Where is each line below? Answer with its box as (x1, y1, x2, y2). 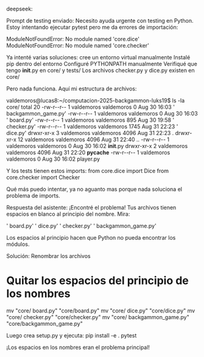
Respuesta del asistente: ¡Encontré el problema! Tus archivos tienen (6, 204, 177, 211)
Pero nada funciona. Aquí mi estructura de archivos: (6, 85, 137, 92)
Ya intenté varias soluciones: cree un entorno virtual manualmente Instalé (6, 54, 191, 61)
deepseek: (6, 6, 33, 12)
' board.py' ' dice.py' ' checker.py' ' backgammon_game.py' (6, 223, 157, 229)
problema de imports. (6, 192, 60, 199)
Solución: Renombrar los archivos (6, 252, 91, 259)
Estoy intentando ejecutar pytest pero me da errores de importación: (6, 24, 178, 31)
